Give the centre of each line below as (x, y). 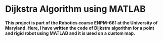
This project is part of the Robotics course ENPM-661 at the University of (81, 22)
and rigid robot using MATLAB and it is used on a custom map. (70, 33)
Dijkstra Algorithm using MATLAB (75, 9)
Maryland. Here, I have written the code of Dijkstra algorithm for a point (80, 28)
